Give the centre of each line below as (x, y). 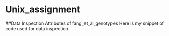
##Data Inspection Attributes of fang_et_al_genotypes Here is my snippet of (85, 23)
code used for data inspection (37, 28)
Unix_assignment (43, 9)
